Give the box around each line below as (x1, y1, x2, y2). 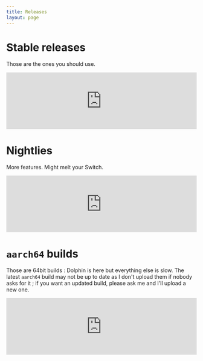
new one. (6, 286, 30, 293)
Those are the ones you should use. (6, 60, 95, 68)
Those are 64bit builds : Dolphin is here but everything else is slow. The (6, 267, 184, 274)
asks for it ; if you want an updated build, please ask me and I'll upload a (6, 279, 186, 287)
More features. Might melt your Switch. (6, 164, 104, 171)
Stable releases (6, 41, 86, 54)
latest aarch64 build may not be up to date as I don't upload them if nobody (6, 273, 192, 281)
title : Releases (6, 8, 47, 15)
